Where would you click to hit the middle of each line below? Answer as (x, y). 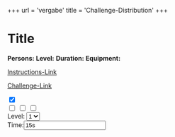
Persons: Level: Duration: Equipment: (64, 58)
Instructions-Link (32, 72)
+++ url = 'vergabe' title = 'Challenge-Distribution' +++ (88, 10)
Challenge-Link (30, 85)
